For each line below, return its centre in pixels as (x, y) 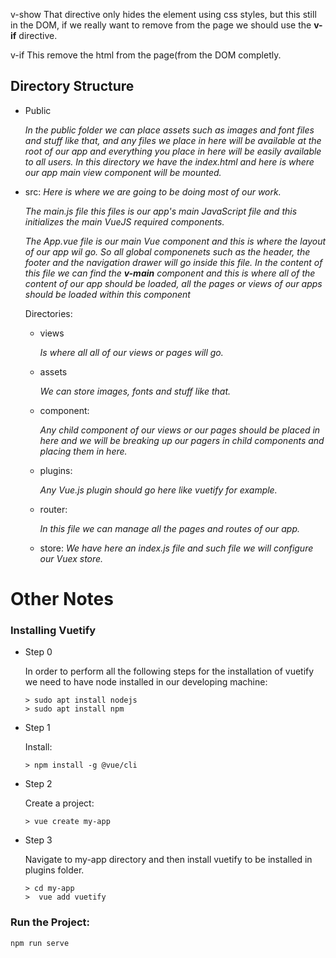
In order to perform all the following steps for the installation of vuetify (169, 671)
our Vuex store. (71, 558)
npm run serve (40, 943)
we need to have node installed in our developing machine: (146, 682)
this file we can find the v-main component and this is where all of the (170, 273)
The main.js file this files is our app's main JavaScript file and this (161, 211)
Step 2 (38, 784)
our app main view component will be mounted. (123, 172)
